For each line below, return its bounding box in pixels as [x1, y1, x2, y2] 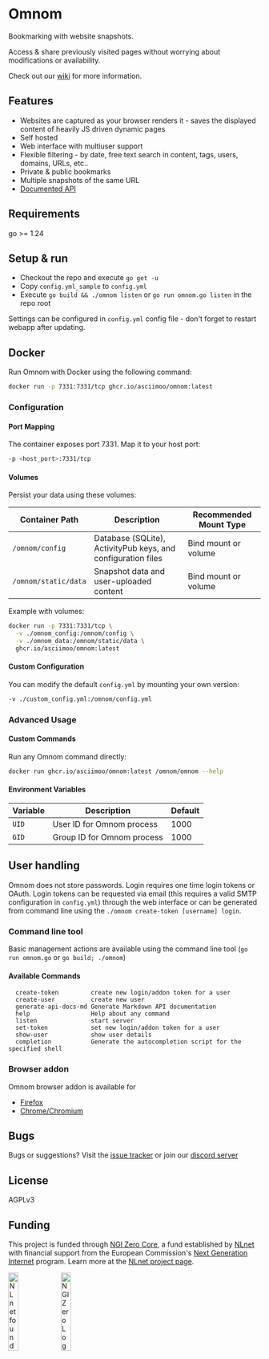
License [8, 1174, 49, 1187]
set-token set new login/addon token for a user [15, 1024, 220, 1032]
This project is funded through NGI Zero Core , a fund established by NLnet [8, 1239, 255, 1249]
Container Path [19, 515, 79, 526]
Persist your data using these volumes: [8, 490, 137, 500]
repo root [19, 299, 51, 308]
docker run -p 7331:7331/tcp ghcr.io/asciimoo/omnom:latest [8, 383, 214, 391]
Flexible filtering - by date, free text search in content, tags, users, [19, 149, 239, 159]
